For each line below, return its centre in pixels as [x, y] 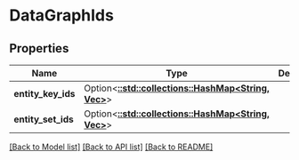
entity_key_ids [44, 94]
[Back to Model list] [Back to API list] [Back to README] [111, 147]
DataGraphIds [61, 16]
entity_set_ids [44, 119]
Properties [39, 48]
